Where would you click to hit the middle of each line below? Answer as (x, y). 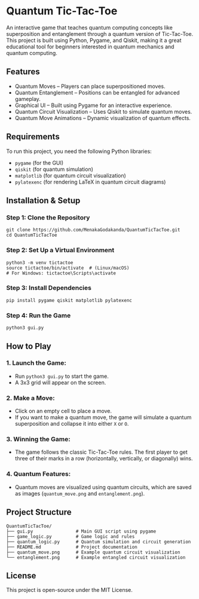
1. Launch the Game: (36, 363)
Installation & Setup (43, 201)
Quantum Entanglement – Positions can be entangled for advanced (97, 92)
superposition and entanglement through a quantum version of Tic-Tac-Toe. (100, 33)
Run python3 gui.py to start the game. (62, 376)
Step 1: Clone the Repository (48, 218)
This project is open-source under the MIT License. (70, 590)
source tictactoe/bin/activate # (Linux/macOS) (68, 268)
